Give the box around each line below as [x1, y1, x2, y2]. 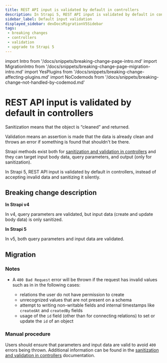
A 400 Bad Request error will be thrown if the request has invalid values [12, 277, 158, 283]
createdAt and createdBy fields [19, 308, 83, 314]
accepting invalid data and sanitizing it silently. [5, 174, 100, 180]
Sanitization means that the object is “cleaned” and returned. [5, 124, 130, 130]
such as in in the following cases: [12, 282, 81, 288]
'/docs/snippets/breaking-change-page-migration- [46, 63, 151, 69]
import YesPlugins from [24, 68, 73, 75]
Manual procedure [5, 330, 51, 337]
